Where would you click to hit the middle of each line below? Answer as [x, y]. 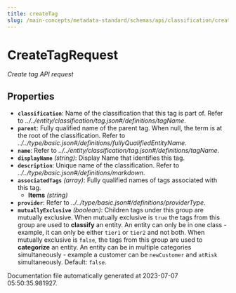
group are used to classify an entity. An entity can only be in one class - [122, 225]
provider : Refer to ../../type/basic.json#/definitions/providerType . [111, 203]
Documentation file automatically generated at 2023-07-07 [93, 276]
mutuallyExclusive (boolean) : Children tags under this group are [110, 210]
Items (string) [48, 195]
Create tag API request [40, 74]
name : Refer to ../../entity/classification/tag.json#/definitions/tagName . [118, 151]
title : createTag [33, 14]
